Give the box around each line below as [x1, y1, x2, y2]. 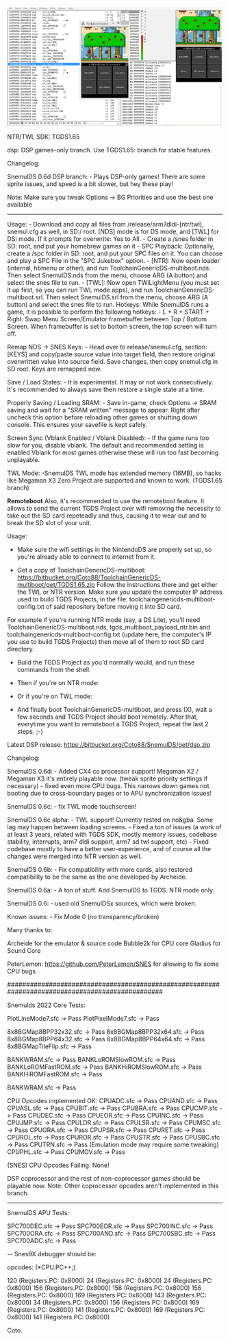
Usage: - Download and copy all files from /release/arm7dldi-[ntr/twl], [7, 220, 204, 229]
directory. [7, 645, 34, 654]
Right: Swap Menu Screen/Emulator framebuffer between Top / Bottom [7, 315, 207, 323]
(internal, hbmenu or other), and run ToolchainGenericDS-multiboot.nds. [7, 264, 211, 273]
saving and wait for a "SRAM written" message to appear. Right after [7, 406, 201, 415]
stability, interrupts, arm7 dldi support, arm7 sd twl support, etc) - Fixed [7, 837, 209, 846]
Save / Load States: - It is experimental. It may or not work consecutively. [7, 378, 214, 386]
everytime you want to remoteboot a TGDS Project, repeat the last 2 [16, 720, 209, 728]
